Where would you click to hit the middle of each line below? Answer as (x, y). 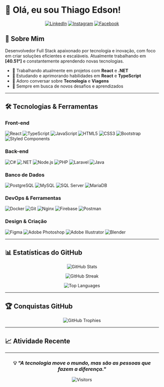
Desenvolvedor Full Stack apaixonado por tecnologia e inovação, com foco (80, 50)
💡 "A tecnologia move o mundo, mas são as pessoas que (82, 363)
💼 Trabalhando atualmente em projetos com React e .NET (70, 70)
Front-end (17, 123)
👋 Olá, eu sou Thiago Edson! (63, 10)
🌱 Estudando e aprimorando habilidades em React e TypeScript (77, 76)
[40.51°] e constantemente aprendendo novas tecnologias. (65, 61)
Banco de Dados (25, 174)
